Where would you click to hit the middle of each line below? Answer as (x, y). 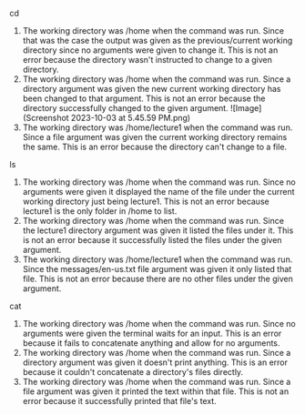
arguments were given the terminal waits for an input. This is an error (152, 333)
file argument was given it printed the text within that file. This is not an (156, 391)
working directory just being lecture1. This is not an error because (146, 201)
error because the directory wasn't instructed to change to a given (147, 60)
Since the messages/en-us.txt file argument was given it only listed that (157, 269)
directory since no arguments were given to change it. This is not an (150, 50)
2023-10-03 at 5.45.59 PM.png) (131, 118)
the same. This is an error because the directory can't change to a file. (155, 147)
